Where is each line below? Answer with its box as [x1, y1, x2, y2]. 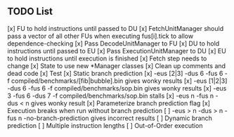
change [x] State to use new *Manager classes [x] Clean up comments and [7, 61, 226, 70]
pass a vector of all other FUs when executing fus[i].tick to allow [7, 32, 194, 40]
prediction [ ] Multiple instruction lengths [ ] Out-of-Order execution [7, 121, 203, 129]
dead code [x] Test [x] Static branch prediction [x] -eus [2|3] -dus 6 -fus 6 [7, 69, 223, 77]
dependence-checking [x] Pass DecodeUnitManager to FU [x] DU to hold [7, 39, 220, 48]
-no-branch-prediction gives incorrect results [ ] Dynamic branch [23, 114, 213, 122]
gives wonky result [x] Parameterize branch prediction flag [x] [30, 98, 211, 107]
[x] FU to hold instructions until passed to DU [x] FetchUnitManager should [7, 24, 223, 32]
